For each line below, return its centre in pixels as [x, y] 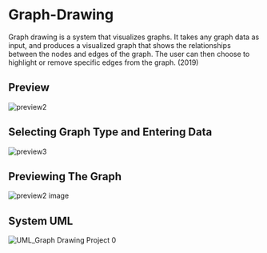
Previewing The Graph [65, 177]
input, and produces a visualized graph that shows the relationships [120, 45]
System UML [41, 221]
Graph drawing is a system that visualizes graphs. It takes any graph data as [134, 37]
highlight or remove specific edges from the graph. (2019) [104, 62]
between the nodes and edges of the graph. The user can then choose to [129, 54]
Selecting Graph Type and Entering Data [110, 133]
